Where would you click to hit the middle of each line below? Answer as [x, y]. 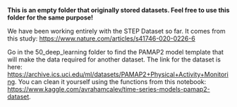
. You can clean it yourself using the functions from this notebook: [110, 82]
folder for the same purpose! [50, 17]
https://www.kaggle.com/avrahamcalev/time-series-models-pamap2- [109, 89]
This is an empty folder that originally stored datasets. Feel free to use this [119, 10]
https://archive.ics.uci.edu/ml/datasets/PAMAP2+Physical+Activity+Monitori [118, 74]
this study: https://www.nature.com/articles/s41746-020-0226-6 [101, 38]
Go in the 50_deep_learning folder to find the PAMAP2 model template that [116, 52]
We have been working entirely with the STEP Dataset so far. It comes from [116, 31]
